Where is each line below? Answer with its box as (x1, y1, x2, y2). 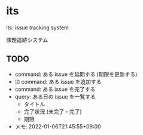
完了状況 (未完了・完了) (23, 108, 82, 115)
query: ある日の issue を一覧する (14, 93, 96, 100)
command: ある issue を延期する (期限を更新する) (14, 70, 138, 78)
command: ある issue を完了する (14, 85, 96, 93)
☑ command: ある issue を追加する (14, 78, 102, 85)
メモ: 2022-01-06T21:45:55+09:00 (14, 122, 101, 130)
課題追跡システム (6, 36, 48, 43)
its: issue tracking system (6, 24, 69, 31)
